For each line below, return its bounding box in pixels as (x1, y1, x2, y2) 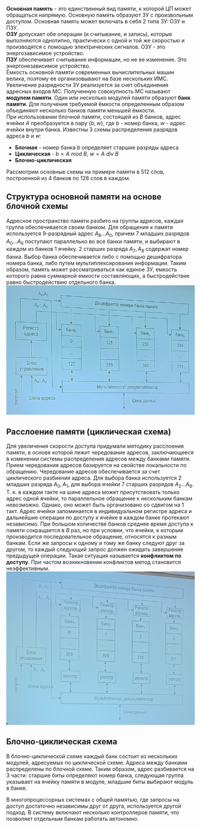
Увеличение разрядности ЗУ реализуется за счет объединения (6, 81, 169, 89)
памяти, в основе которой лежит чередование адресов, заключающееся (6, 449, 194, 456)
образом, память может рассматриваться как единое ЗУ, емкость (6, 266, 178, 273)
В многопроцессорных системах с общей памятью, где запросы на (6, 796, 179, 803)
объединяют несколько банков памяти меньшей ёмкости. (6, 107, 156, 114)
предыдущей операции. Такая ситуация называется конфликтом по (6, 552, 182, 559)
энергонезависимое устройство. (6, 62, 91, 69)
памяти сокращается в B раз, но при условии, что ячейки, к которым (6, 527, 184, 534)
